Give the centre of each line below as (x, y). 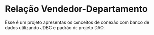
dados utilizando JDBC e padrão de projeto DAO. (55, 27)
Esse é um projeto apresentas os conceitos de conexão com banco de (77, 22)
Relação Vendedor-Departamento (76, 9)
